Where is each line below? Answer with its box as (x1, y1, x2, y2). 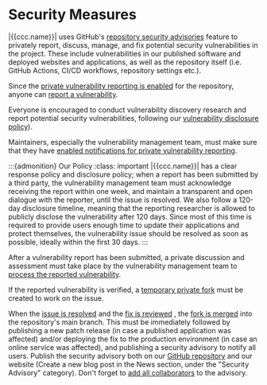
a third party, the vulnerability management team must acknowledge (8, 177, 232, 188)
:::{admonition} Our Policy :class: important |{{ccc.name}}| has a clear (8, 161, 238, 170)
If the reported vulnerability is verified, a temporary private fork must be (8, 285, 244, 294)
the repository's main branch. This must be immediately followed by (8, 317, 230, 327)
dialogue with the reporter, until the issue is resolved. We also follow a (8, 195, 238, 204)
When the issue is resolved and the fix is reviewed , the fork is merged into (8, 309, 253, 318)
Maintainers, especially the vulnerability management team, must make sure (8, 137, 257, 146)
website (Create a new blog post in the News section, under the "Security (8, 360, 250, 369)
